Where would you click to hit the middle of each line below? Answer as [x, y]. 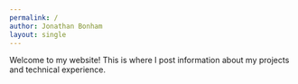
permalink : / [34, 18]
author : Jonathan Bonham [56, 26]
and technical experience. [58, 70]
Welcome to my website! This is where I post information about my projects [149, 61]
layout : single [38, 34]
